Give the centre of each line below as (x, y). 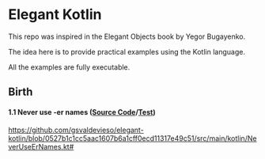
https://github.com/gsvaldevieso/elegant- (76, 130)
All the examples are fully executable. (69, 67)
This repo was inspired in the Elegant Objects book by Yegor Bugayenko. (127, 36)
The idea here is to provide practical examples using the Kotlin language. (127, 51)
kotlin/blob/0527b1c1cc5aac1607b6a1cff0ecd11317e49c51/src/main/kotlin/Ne (132, 138)
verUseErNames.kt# (41, 146)
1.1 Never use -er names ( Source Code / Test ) (82, 112)
